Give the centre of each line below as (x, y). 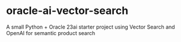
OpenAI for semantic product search (51, 33)
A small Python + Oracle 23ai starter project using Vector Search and (90, 27)
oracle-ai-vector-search (67, 11)
